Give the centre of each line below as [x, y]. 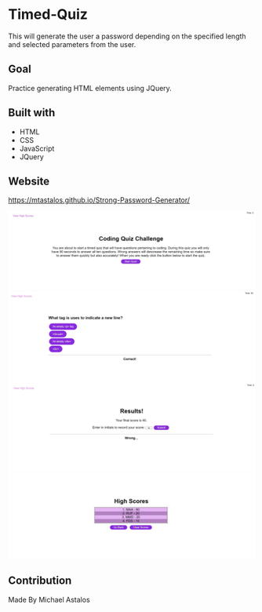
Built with [32, 113]
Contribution [40, 581]
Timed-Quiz [48, 15]
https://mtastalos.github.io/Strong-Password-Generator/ [99, 200]
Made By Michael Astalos [49, 599]
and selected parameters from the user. [72, 44]
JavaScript [37, 148]
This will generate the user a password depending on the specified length [127, 36]
